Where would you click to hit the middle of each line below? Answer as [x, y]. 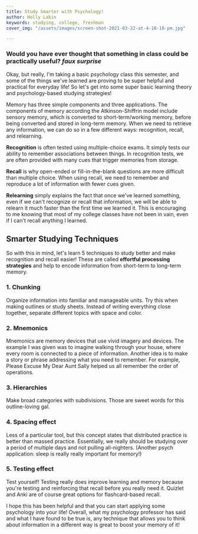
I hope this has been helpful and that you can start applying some [86, 506]
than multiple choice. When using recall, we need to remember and [88, 177]
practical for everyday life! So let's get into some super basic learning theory [99, 87]
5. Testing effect [30, 469]
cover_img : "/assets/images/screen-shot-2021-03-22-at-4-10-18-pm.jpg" [96, 28]
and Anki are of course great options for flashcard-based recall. [83, 494]
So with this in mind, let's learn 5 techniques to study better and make [91, 253]
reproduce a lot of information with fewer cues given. [71, 184]
